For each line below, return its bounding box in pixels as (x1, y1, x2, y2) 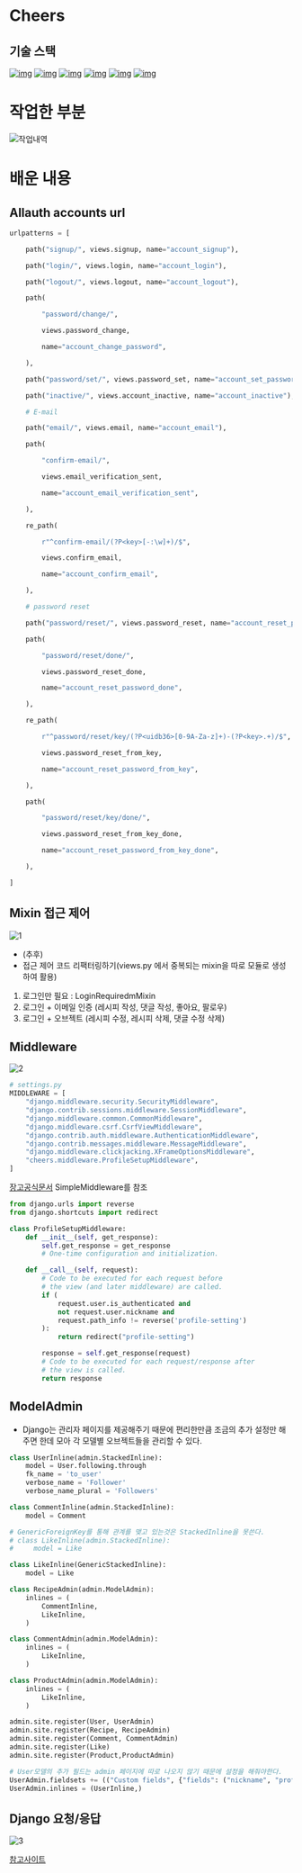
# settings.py (9, 1081, 63, 1090)
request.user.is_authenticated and (57, 1299, 191, 1308)
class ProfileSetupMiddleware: (9, 1224, 127, 1233)
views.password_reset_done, (41, 667, 147, 676)
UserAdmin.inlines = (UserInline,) (9, 1784, 143, 1793)
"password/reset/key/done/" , (41, 814, 151, 823)
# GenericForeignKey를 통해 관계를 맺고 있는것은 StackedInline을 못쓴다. (9, 1527, 265, 1536)
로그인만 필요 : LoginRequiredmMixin (22, 990, 156, 1001)
